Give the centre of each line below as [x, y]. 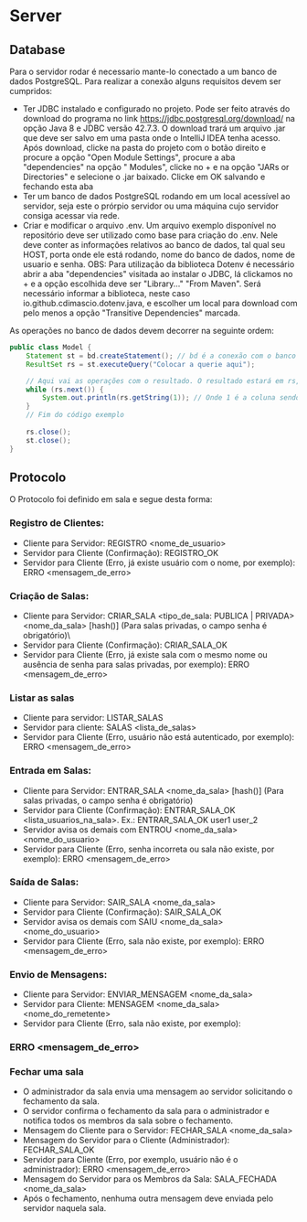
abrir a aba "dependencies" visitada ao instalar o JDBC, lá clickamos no [158, 274]
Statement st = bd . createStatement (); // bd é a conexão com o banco [161, 356]
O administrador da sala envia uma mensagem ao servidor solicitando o [158, 1092]
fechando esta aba [58, 187]
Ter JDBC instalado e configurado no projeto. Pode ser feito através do [156, 109]
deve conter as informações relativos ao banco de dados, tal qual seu [154, 245]
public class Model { [51, 348]
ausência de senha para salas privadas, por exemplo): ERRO [136, 664]
